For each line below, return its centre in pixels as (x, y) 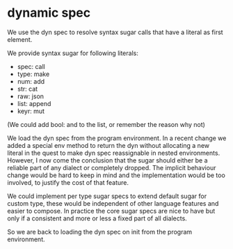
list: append (34, 103)
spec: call (31, 66)
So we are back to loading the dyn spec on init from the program (100, 232)
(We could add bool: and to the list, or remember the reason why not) (106, 124)
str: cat (27, 89)
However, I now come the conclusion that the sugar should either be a (107, 160)
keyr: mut (31, 111)
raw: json (30, 96)
